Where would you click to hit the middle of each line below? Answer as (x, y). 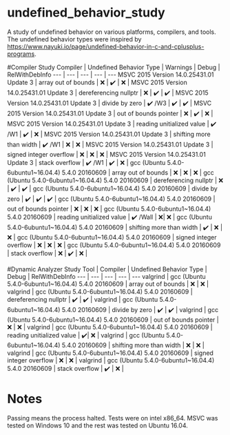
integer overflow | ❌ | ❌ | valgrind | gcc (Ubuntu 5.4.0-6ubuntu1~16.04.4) (111, 360)
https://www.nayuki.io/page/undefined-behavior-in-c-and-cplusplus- (106, 46)
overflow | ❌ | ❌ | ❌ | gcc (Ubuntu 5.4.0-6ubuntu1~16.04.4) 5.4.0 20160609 (114, 245)
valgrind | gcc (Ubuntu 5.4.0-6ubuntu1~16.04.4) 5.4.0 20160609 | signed (110, 353)
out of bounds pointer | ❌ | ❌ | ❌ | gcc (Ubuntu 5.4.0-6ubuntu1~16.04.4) (109, 209)
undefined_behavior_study (86, 13)
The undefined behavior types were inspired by (74, 39)
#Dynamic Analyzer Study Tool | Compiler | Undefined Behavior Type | (107, 269)
